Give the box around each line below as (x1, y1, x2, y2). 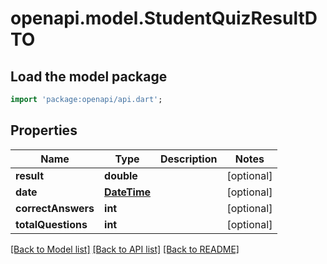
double (104, 168, 138, 182)
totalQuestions (15, 217, 88, 231)
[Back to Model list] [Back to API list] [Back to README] (10, 243, 240, 255)
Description (160, 152, 218, 166)
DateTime (104, 185, 152, 199)
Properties (10, 122, 78, 139)
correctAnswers (15, 201, 95, 215)
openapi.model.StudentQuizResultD (10, 7, 318, 30)
